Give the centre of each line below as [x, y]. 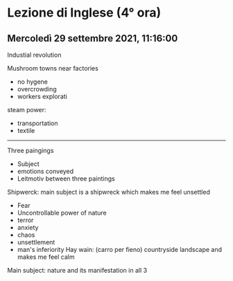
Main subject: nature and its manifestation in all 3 [77, 270]
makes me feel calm [46, 257]
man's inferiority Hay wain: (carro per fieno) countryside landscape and [120, 250]
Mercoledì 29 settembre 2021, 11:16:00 [93, 38]
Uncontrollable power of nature [62, 213]
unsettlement [36, 242]
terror [25, 220]
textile [26, 130]
